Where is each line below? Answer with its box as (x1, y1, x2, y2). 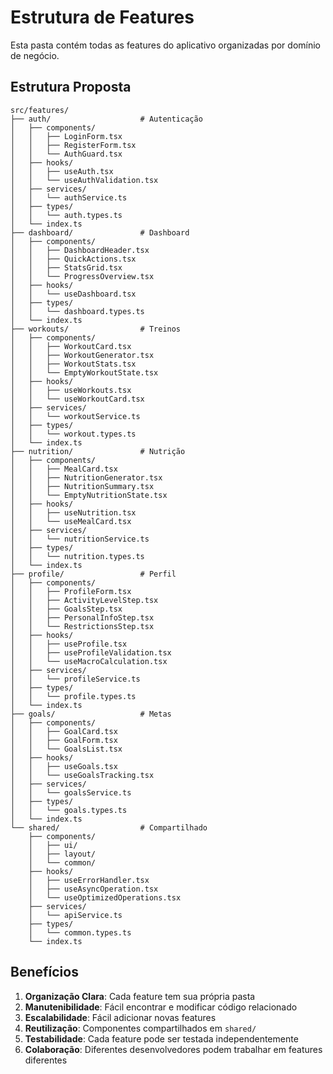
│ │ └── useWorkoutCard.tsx (10, 394, 145, 404)
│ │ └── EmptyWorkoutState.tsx (10, 367, 159, 378)
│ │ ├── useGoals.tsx (10, 761, 118, 771)
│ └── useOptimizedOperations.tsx (28, 892, 182, 903)
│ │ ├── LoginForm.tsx (10, 131, 123, 141)
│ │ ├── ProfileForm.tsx (10, 586, 132, 596)
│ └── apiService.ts (28, 910, 123, 920)
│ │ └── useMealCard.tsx (10, 516, 132, 526)
